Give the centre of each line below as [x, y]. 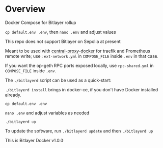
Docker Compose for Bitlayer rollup [41, 22]
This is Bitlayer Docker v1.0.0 [34, 140]
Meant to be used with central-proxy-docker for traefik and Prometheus [78, 51]
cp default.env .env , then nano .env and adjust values [61, 32]
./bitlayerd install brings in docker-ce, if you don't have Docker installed [81, 89]
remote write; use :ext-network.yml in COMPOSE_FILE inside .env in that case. [82, 56]
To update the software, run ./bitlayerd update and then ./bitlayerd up [79, 131]
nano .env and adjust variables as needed [47, 113]
